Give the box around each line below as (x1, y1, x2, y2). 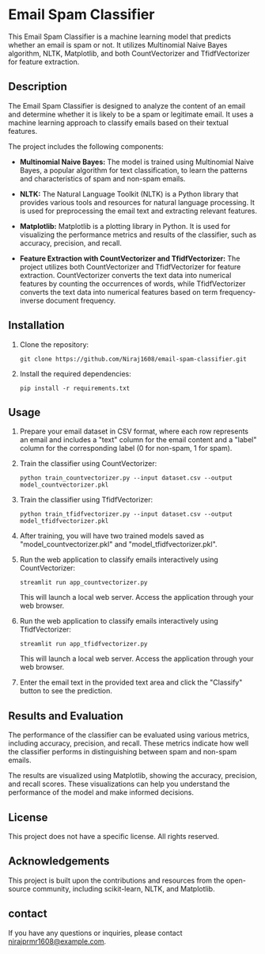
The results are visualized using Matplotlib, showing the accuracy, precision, (8, 771, 257, 780)
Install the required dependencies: (19, 368, 132, 378)
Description (8, 80, 67, 93)
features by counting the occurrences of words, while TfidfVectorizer (19, 279, 246, 288)
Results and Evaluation (8, 709, 124, 723)
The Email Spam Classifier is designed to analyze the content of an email (8, 101, 246, 110)
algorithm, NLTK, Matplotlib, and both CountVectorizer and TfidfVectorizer (8, 48, 251, 58)
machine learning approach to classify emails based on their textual (8, 117, 229, 128)
